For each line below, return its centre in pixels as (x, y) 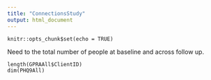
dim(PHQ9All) (26, 70)
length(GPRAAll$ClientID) (45, 64)
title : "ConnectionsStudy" (46, 13)
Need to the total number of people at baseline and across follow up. (105, 52)
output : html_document (40, 20)
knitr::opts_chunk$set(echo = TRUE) (60, 39)
